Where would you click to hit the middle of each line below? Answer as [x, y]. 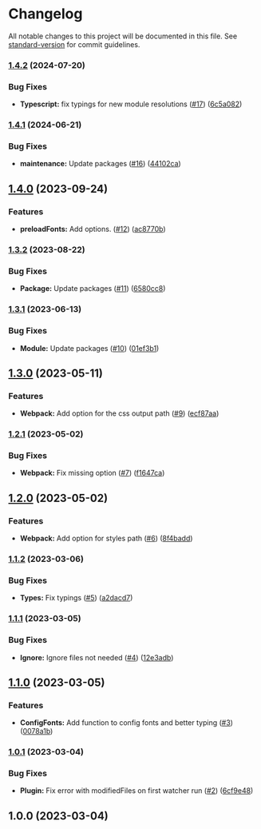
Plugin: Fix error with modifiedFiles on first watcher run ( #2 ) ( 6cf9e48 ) [136, 791]
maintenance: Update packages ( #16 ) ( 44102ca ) [100, 164]
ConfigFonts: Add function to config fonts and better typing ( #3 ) [127, 723]
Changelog [45, 14]
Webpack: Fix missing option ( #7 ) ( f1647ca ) [92, 473]
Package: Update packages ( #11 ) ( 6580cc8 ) [93, 289]
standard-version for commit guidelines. [74, 44]
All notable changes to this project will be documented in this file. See [123, 36]
